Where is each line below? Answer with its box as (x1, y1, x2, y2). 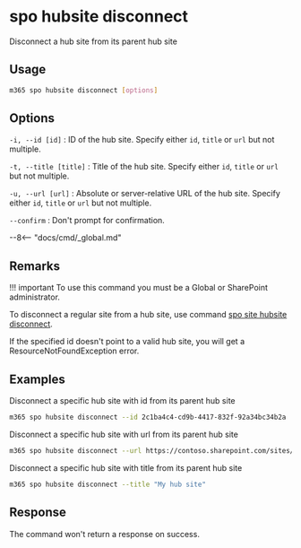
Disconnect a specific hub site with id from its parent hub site (9, 396, 236, 406)
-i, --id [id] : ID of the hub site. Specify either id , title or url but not (9, 135, 275, 145)
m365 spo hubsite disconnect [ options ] (9, 85, 159, 95)
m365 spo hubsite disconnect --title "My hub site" (9, 480, 206, 489)
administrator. (9, 291, 61, 302)
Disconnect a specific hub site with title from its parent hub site (9, 462, 243, 473)
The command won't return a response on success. (9, 528, 200, 539)
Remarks (9, 258, 61, 274)
